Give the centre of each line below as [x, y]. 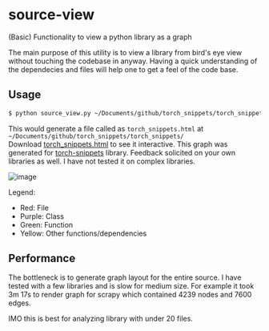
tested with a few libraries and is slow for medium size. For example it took [131, 286]
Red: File [34, 208]
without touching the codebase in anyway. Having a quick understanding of [133, 61]
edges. [20, 303]
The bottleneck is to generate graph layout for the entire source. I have [125, 277]
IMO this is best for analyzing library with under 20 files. [101, 319]
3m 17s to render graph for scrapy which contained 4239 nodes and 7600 [130, 295]
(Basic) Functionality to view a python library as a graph [100, 37]
